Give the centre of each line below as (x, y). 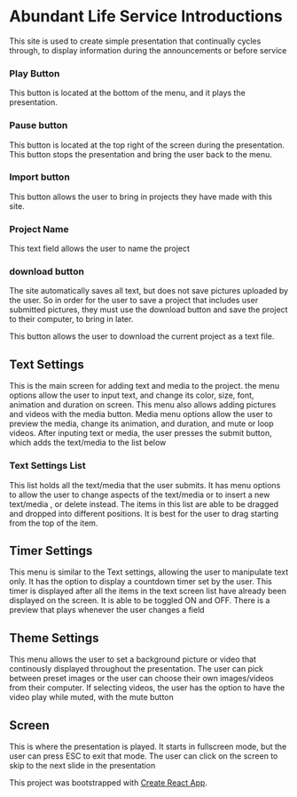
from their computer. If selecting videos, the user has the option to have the (147, 688)
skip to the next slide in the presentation (82, 765)
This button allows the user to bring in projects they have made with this (141, 197)
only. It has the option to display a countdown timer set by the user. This (141, 582)
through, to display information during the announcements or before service (148, 50)
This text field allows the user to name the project (100, 249)
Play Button (35, 73)
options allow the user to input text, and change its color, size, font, (132, 395)
